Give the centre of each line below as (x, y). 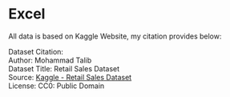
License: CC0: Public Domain (56, 86)
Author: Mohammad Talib (50, 60)
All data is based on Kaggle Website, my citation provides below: (115, 36)
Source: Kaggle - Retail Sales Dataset (70, 77)
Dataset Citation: (36, 51)
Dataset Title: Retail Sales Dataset (64, 68)
